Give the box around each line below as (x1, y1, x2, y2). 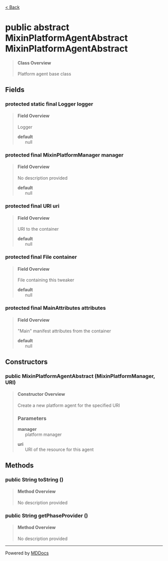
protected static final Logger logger (5, 100, 93, 107)
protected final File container (5, 254, 77, 261)
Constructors (5, 357, 48, 366)
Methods (5, 461, 34, 469)
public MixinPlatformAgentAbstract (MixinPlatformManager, (5, 372, 155, 379)
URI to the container (17, 226, 59, 232)
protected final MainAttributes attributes (5, 305, 106, 312)
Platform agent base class (17, 71, 71, 77)
